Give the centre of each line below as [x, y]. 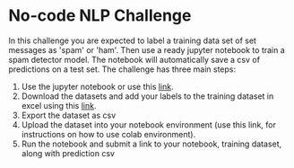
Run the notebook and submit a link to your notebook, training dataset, [151, 144]
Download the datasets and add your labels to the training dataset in [147, 96]
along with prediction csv [68, 153]
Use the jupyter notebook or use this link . [97, 86]
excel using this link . [59, 105]
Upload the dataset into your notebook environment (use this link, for [149, 124]
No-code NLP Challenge [100, 16]
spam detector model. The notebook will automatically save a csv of [134, 59]
